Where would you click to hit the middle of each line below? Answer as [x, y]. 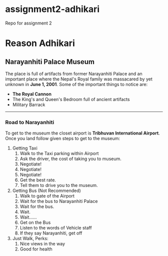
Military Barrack [29, 104]
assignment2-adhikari [52, 9]
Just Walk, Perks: [30, 238]
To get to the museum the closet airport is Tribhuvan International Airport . [82, 133]
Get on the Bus [35, 222]
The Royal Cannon [32, 94]
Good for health [36, 249]
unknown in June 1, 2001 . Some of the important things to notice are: [76, 84]
